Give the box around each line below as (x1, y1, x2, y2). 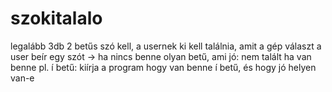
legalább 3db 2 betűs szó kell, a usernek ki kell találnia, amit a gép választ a (10, 40, 322, 52)
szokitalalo (10, 7, 103, 30)
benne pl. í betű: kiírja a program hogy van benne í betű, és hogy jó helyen (10, 61, 317, 73)
